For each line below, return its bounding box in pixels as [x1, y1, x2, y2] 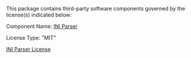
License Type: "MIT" [6, 34, 56, 41]
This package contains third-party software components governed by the [6, 5, 185, 12]
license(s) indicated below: [6, 11, 72, 18]
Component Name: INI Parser [6, 23, 78, 30]
